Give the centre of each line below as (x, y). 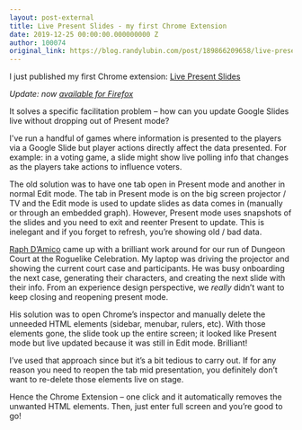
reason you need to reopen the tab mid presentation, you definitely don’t (144, 370)
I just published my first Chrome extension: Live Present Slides (125, 76)
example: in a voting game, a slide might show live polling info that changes (149, 157)
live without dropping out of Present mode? (89, 121)
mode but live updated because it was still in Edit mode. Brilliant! (129, 343)
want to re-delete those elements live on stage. (97, 380)
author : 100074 (38, 43)
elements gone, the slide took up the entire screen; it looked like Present (143, 334)
